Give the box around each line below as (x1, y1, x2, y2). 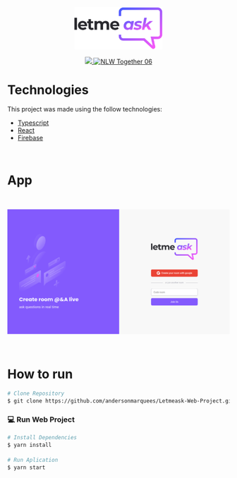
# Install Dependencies (7, 434, 78, 441)
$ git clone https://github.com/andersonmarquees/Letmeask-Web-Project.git (7, 398, 235, 405)
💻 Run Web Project (7, 415, 75, 424)
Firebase (17, 134, 44, 142)
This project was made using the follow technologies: (7, 105, 162, 114)
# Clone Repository (7, 390, 65, 398)
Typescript (17, 118, 49, 127)
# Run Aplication (7, 457, 59, 464)
